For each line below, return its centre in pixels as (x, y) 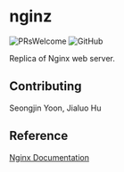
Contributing (45, 86)
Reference (39, 136)
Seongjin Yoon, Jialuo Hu (55, 108)
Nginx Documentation (49, 157)
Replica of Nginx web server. (62, 58)
